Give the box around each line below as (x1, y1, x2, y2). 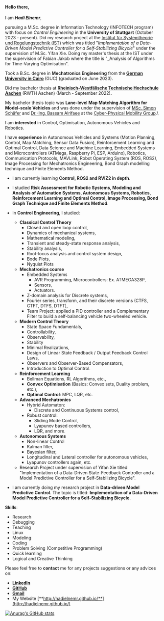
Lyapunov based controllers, (34, 423, 92, 429)
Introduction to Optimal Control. (26, 366, 91, 372)
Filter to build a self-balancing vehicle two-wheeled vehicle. (26, 313, 148, 319)
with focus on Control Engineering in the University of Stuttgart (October (5, 29, 153, 35)
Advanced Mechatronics (19, 397, 71, 403)
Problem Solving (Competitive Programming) (12, 545, 103, 551)
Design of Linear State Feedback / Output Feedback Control (26, 350, 148, 356)
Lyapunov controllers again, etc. (26, 459, 92, 465)
